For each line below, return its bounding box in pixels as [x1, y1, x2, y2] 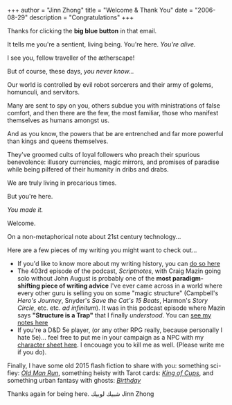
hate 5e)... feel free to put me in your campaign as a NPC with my [17, 333, 204, 341]
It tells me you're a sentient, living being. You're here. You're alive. [7, 40, 196, 48]
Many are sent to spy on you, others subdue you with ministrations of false [7, 101, 220, 110]
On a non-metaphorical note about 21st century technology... [7, 233, 181, 240]
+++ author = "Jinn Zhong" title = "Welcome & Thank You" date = [7, 6, 194, 14]
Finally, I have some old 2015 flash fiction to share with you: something [7, 361, 209, 370]
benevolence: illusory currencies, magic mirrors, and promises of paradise [7, 158, 220, 166]
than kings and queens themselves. [7, 137, 109, 145]
